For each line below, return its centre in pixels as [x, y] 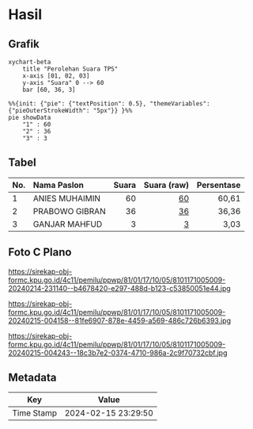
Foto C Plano [40, 253]
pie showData [30, 117]
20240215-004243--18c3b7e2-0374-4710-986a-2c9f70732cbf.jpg [118, 352]
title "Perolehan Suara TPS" [70, 69]
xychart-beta [30, 62]
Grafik [24, 44]
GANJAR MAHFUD [68, 224]
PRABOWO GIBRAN [69, 211]
